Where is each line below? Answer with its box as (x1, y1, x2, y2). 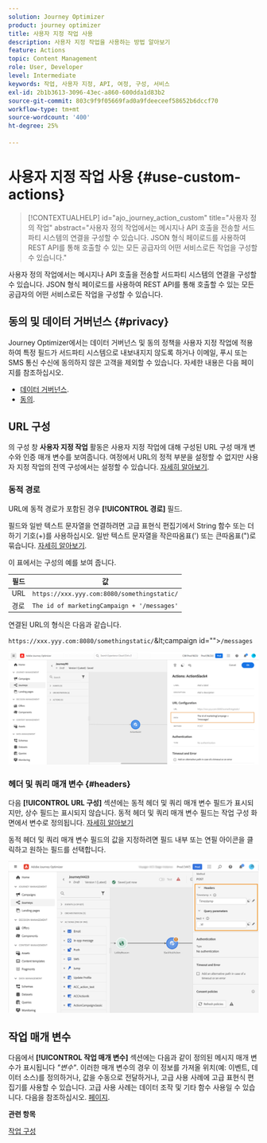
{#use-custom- (136, 168, 241, 186)
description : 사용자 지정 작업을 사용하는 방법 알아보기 (8, 38, 171, 46)
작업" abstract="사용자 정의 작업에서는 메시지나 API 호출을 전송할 (36, 223, 241, 232)
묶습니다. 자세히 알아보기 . (8, 540, 87, 550)
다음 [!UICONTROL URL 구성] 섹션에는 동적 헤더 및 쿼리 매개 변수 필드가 (8, 798, 233, 807)
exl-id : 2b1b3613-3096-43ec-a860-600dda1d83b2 (8, 88, 165, 96)
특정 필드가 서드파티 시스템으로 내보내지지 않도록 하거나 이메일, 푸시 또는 (22, 347, 248, 357)
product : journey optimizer (8, 21, 102, 29)
